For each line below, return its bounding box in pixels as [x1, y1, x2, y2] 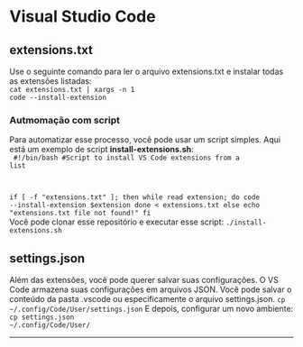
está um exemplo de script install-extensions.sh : [9, 144, 194, 155]
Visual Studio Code [9, 6, 156, 27]
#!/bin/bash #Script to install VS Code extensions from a [13, 153, 241, 163]
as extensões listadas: [9, 76, 92, 87]
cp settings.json [9, 313, 75, 322]
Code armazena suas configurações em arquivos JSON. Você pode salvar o [9, 284, 292, 295]
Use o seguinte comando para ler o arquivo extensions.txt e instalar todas [9, 66, 284, 77]
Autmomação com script [9, 114, 120, 126]
